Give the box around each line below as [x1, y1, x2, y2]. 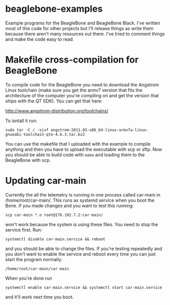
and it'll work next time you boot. [5, 294, 74, 300]
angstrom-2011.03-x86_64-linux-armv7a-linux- [50, 127, 149, 132]
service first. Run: [5, 227, 42, 233]
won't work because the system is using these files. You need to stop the [5, 221, 158, 227]
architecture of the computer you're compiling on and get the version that [5, 92, 159, 98]
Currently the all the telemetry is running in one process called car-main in [5, 191, 161, 198]
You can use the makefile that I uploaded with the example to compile [5, 141, 151, 147]
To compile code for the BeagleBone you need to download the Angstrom [5, 81, 159, 88]
